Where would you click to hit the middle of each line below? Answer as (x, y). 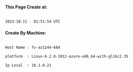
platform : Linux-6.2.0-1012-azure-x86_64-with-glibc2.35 (67, 57)
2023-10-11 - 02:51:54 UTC (33, 22)
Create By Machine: (26, 33)
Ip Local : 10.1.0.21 (28, 66)
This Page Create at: (26, 7)
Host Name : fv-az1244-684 (33, 48)
